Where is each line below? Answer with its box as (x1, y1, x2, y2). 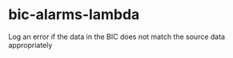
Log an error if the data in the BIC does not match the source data (8, 32, 226, 41)
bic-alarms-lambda (8, 6, 140, 24)
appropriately (8, 40, 53, 49)
